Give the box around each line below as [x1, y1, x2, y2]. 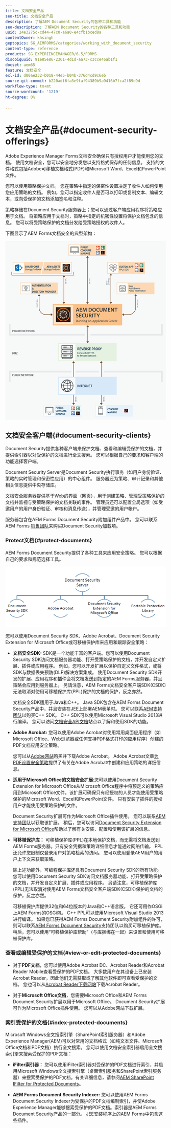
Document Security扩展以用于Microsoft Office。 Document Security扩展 [12, 998, 165, 1005]
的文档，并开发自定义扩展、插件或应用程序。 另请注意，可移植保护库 [12, 880, 157, 886]
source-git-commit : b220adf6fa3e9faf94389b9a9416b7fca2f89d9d [5, 78, 140, 84]
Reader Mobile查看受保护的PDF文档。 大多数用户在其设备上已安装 [12, 968, 152, 975]
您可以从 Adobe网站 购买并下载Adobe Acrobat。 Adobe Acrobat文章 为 [12, 753, 159, 759]
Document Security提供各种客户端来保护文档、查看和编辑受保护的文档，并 [5, 446, 162, 452]
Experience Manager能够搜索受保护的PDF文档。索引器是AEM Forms [12, 1104, 157, 1110]
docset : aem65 [5, 62, 36, 68]
